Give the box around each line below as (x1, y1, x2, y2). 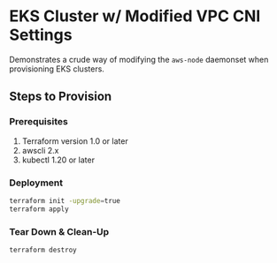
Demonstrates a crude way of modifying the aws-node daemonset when (9, 54, 269, 64)
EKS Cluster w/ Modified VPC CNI (9, 6, 261, 26)
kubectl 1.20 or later (21, 154, 96, 165)
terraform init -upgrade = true (9, 196, 121, 205)
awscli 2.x (21, 145, 59, 155)
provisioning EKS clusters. (9, 64, 104, 74)
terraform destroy (9, 245, 77, 254)
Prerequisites (9, 116, 68, 128)
